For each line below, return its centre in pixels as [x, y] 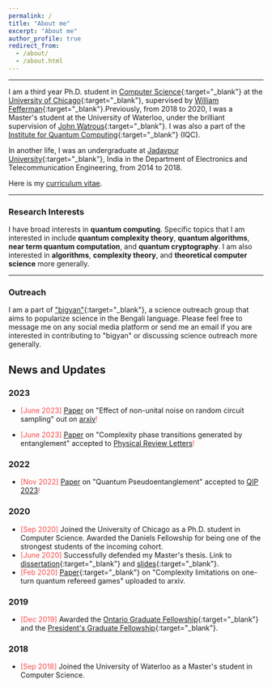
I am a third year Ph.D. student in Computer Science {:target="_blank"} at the [136, 91]
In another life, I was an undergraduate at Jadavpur [94, 150]
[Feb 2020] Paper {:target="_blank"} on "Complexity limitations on [130, 572]
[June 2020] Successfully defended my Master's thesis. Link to [126, 554]
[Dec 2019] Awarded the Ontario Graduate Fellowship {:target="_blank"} [139, 619]
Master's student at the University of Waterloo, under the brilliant [117, 117]
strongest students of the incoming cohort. [91, 546]
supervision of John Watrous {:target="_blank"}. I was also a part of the [127, 125]
